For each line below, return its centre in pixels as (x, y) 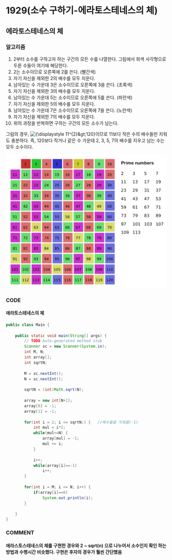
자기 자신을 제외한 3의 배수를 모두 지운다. (54, 91)
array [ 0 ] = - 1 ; (40, 406)
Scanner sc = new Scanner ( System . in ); (66, 347)
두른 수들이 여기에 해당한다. (41, 65)
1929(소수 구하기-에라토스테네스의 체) (82, 11)
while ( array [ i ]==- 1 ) (55, 465)
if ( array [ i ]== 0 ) (50, 492)
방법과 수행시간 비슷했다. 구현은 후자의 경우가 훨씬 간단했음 (64, 552)
